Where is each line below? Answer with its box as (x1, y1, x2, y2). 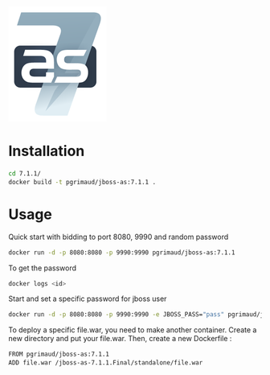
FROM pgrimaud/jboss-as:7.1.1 (8, 350, 110, 359)
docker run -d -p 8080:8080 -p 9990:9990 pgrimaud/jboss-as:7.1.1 (8, 248, 235, 257)
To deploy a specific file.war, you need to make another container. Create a (8, 325, 257, 335)
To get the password (8, 263, 77, 273)
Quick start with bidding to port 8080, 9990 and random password (8, 232, 229, 241)
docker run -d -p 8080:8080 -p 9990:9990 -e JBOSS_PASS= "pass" (8, 311, 225, 319)
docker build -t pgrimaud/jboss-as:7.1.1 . (8, 178, 157, 186)
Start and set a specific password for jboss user (8, 294, 167, 303)
